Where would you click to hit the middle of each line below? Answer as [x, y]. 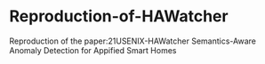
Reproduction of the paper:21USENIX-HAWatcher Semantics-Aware [132, 41]
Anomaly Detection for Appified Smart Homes [93, 50]
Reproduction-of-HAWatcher [119, 16]
